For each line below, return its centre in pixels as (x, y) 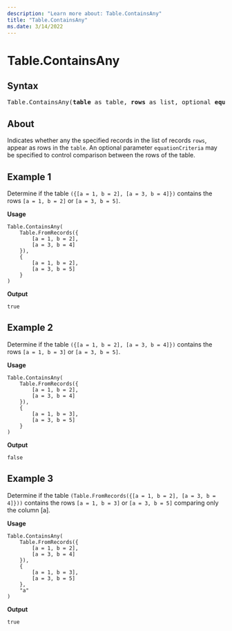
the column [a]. (29, 510)
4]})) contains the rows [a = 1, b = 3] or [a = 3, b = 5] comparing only (113, 503)
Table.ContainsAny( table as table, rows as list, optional (109, 102)
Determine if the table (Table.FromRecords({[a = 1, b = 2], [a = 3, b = (112, 495)
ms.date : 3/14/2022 (35, 26)
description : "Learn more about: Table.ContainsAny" (85, 13)
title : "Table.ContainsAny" (48, 20)
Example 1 (29, 177)
